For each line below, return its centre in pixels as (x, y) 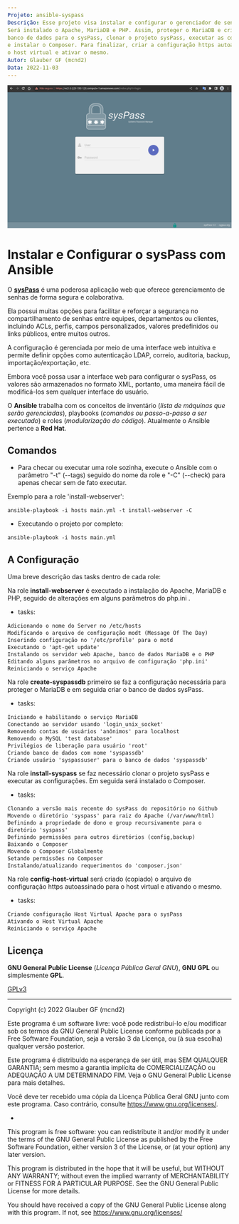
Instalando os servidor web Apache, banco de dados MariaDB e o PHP (111, 655)
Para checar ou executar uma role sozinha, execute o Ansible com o (117, 468)
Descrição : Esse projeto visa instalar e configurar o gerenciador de (114, 22)
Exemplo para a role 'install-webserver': (66, 496)
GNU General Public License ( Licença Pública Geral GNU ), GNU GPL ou (113, 968)
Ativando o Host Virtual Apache (55, 922)
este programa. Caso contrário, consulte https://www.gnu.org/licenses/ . (113, 1104)
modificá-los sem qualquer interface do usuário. (78, 392)
